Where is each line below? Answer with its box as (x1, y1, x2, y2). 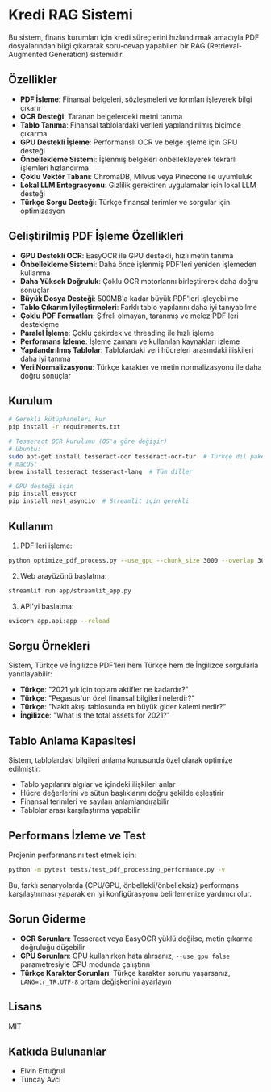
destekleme (19, 319, 60, 328)
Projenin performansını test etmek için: (8, 850, 137, 860)
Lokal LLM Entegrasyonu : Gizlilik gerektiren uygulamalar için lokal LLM (19, 180, 256, 190)
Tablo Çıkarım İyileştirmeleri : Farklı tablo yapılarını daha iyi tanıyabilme (19, 302, 258, 312)
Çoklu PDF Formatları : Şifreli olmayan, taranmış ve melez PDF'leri (19, 311, 240, 320)
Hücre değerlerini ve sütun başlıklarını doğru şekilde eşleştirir (19, 789, 224, 798)
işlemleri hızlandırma (19, 163, 90, 173)
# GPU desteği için (8, 482, 74, 490)
